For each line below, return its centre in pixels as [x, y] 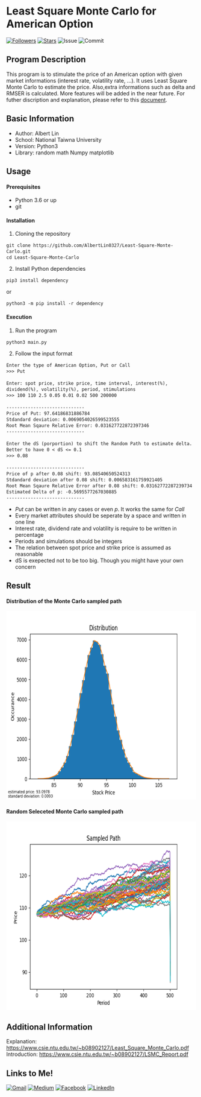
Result [19, 585]
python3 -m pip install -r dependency [55, 304]
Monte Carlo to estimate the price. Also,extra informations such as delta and [101, 87]
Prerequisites [23, 187]
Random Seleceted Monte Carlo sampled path [65, 811]
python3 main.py [26, 342]
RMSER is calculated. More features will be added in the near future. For [96, 93]
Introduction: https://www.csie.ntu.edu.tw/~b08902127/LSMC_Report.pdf [97, 1054]
